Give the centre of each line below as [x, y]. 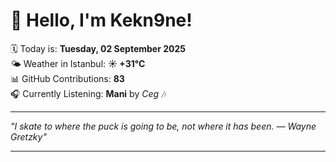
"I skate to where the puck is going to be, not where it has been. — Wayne [163, 126]
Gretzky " [28, 136]
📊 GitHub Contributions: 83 [67, 78]
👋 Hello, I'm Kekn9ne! [101, 20]
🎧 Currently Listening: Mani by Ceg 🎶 [88, 93]
